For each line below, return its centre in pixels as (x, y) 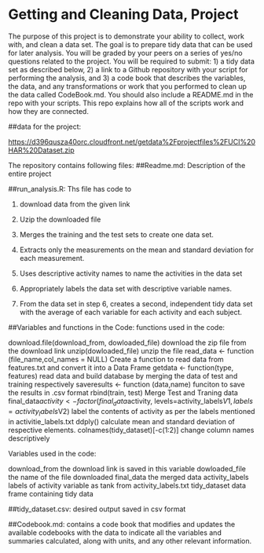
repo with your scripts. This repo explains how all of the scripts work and (126, 103)
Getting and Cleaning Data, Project (123, 15)
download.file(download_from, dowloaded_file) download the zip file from (127, 342)
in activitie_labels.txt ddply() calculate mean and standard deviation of (122, 421)
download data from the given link (75, 204)
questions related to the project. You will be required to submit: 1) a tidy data (132, 61)
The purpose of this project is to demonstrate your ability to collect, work (126, 36)
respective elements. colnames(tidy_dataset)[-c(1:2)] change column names (131, 430)
